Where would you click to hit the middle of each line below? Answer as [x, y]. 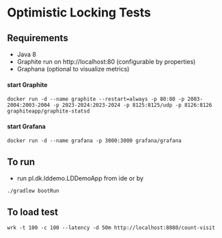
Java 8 [26, 54]
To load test [32, 212]
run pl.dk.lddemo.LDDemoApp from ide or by [80, 178]
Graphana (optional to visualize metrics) [73, 69]
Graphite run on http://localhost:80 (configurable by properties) [106, 62]
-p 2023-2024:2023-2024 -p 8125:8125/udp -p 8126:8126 [133, 105]
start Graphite [27, 84]
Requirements [38, 38]
